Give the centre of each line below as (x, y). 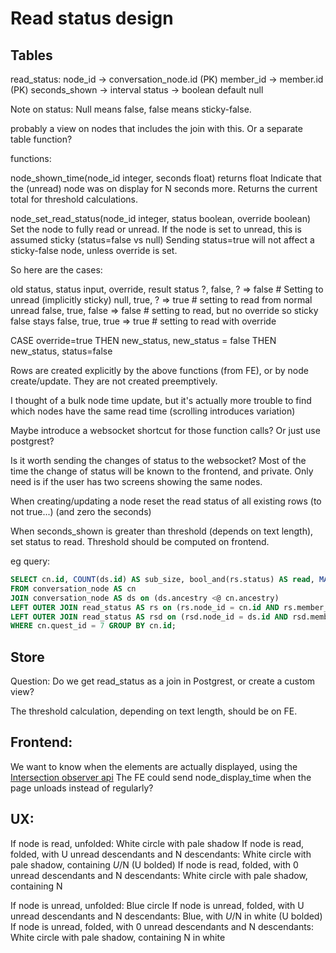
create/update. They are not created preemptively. (114, 381)
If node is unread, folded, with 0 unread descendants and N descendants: (162, 926)
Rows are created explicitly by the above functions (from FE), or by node (159, 370)
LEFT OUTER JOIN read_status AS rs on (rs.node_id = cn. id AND (145, 607)
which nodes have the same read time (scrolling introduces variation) (153, 411)
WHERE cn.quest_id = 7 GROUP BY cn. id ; (93, 626)
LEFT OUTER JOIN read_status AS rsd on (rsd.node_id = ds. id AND (149, 617)
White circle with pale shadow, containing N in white (118, 937)
